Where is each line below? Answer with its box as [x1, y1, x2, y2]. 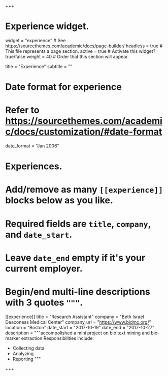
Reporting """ [12, 356, 41, 362]
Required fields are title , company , [5, 218, 151, 229]
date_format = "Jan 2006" [5, 143, 59, 149]
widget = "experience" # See [5, 37, 66, 43]
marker [5, 335, 20, 341]
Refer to [5, 105, 40, 116]
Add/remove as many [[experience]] [5, 184, 163, 196]
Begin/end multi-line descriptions [5, 286, 151, 297]
